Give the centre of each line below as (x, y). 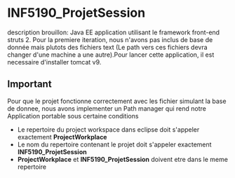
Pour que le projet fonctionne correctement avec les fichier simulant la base (117, 101)
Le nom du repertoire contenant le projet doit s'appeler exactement (114, 144)
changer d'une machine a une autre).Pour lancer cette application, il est (111, 55)
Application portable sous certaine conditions (73, 116)
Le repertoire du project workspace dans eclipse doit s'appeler (108, 129)
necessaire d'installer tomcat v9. (54, 62)
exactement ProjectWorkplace (62, 137)
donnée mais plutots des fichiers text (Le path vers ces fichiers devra (108, 47)
